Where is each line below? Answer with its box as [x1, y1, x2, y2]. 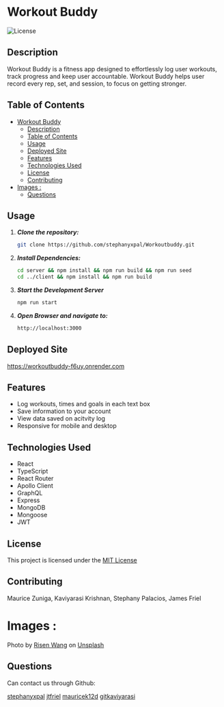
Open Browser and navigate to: [16, 311, 108, 319]
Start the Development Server [16, 286, 104, 294]
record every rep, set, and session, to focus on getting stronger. [7, 79, 187, 88]
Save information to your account [16, 407, 111, 415]
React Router [16, 474, 54, 483]
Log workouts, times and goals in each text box [16, 400, 150, 408]
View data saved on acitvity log [16, 414, 106, 423]
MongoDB [16, 504, 46, 512]
